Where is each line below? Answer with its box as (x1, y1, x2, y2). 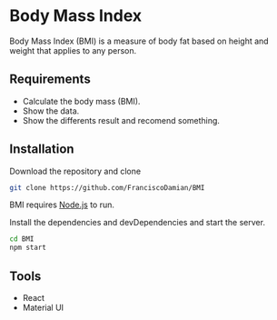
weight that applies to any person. (9, 45, 137, 55)
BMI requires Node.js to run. (9, 199, 115, 210)
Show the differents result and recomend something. (22, 115, 221, 125)
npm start (9, 243, 47, 253)
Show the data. (22, 105, 80, 116)
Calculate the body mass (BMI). (22, 95, 141, 106)
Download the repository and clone (9, 165, 142, 176)
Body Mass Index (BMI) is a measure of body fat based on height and (9, 35, 270, 46)
